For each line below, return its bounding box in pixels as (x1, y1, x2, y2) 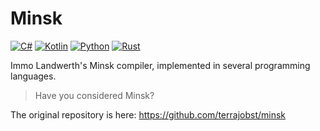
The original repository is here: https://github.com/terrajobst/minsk (10, 108, 287, 121)
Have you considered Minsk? (34, 89, 155, 101)
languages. (10, 70, 57, 82)
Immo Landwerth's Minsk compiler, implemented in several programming (10, 59, 311, 71)
